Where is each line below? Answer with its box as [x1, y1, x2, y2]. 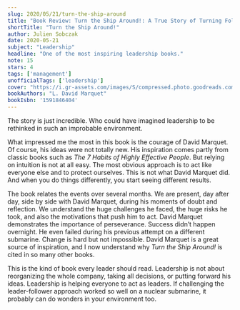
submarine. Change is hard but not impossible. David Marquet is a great [7, 235, 219, 244]
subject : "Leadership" [7, 44, 75, 51]
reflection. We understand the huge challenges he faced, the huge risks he [7, 205, 228, 213]
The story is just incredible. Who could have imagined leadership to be [7, 116, 215, 125]
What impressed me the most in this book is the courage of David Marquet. [7, 138, 229, 146]
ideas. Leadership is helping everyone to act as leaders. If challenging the [7, 279, 225, 288]
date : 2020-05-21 [7, 37, 59, 44]
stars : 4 [7, 64, 34, 71]
